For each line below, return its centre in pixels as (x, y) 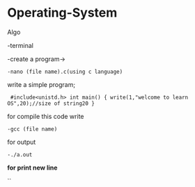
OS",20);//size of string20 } (51, 103)
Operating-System (62, 13)
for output (22, 142)
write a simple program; (41, 84)
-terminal (20, 45)
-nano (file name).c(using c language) (65, 72)
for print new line (32, 168)
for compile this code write (46, 116)
